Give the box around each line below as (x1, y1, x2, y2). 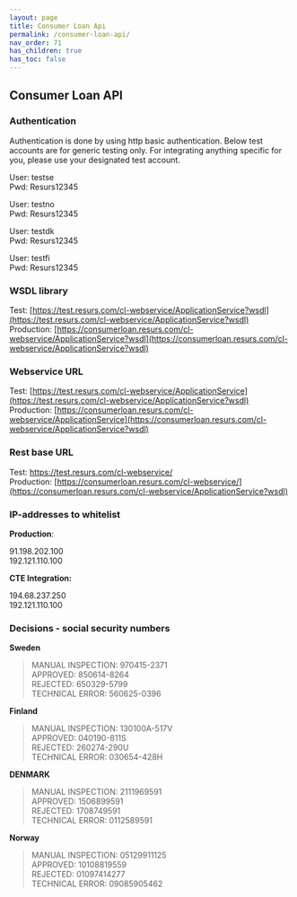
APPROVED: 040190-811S (31, 733, 127, 744)
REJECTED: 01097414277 (31, 869, 126, 880)
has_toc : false (9, 55, 66, 64)
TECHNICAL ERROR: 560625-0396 (31, 688, 162, 700)
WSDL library (9, 284, 69, 297)
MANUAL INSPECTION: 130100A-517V (31, 723, 173, 734)
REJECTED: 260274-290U (31, 742, 129, 753)
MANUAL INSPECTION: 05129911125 (31, 849, 167, 861)
